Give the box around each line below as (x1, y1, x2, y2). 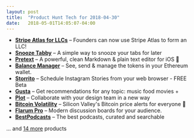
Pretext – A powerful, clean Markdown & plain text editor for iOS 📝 (14, 55, 180, 63)
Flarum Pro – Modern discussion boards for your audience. (14, 107, 162, 114)
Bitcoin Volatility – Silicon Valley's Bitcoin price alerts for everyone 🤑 (14, 101, 186, 108)
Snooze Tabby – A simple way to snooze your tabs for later (14, 49, 162, 57)
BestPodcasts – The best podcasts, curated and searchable (14, 113, 164, 121)
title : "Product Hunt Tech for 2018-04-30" (6, 14, 120, 20)
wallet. (14, 69, 32, 76)
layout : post (6, 8, 39, 15)
